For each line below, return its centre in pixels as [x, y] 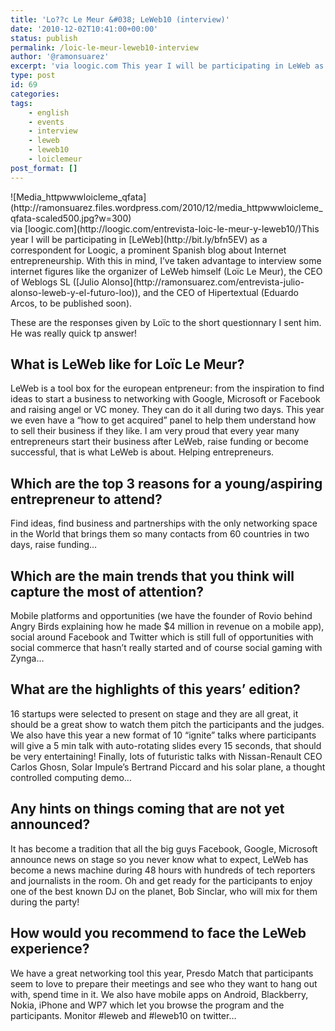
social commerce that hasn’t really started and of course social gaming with [166, 648]
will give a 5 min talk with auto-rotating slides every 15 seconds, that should [166, 745]
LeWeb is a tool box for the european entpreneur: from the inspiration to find [167, 388]
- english [49, 112]
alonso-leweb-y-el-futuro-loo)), [76, 292]
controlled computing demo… [71, 777]
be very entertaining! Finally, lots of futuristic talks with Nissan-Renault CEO [166, 756]
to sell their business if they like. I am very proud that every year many [155, 431]
